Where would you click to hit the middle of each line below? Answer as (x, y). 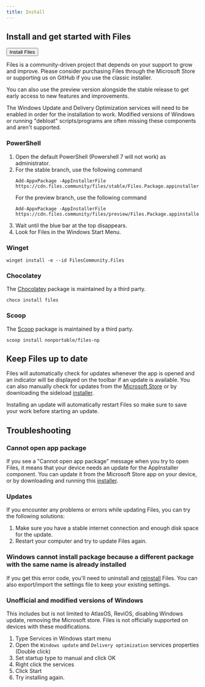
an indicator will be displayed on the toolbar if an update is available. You (98, 380)
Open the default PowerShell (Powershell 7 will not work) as (91, 156)
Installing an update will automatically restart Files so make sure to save (97, 405)
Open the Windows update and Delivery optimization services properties (107, 645)
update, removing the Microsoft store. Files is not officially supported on (97, 620)
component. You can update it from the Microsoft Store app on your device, (102, 474)
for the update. (34, 535)
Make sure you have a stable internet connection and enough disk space (107, 528)
